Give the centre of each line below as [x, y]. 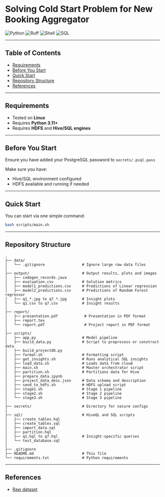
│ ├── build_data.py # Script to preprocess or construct [82, 342]
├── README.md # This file [56, 453]
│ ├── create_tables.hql [33, 419]
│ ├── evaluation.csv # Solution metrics [63, 282]
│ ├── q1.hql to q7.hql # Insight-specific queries [72, 436]
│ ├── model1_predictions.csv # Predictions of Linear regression [81, 286]
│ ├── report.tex [25, 320]
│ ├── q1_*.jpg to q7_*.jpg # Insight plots [60, 299]
